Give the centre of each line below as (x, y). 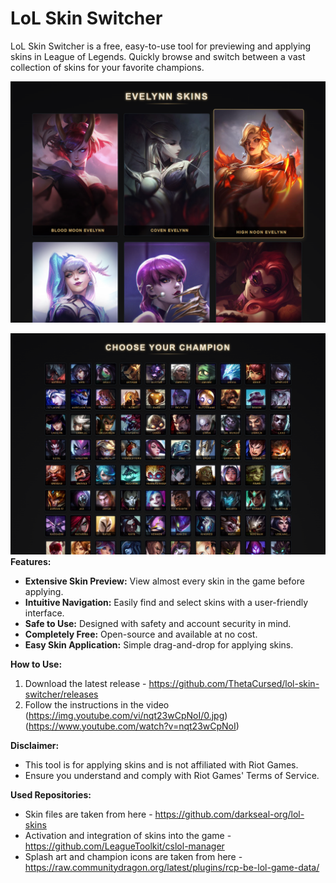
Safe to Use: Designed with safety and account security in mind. (158, 623)
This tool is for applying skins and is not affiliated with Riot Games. (161, 764)
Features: (31, 561)
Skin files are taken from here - (88, 814)
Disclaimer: (35, 745)
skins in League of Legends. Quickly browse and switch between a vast (158, 56)
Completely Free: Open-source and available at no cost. (141, 634)
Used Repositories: (51, 794)
